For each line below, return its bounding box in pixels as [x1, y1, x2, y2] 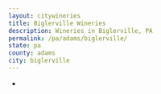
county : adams [8, 49, 56, 57]
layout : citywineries [8, 11, 81, 20]
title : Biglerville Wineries [8, 19, 106, 27]
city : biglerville [8, 57, 70, 65]
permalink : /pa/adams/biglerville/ [8, 34, 128, 43]
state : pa [8, 42, 42, 50]
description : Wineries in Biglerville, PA [8, 27, 153, 35]
